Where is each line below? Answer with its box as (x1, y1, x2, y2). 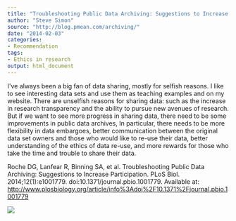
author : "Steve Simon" (7, 17, 74, 24)
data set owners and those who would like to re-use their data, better (7, 134, 208, 142)
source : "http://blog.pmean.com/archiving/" (7, 23, 140, 30)
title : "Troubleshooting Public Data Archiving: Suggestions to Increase (7, 10, 229, 18)
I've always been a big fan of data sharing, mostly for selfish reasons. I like (7, 81, 224, 90)
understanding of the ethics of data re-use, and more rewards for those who (7, 141, 229, 149)
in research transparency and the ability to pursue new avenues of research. (7, 104, 229, 112)
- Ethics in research (7, 56, 71, 63)
